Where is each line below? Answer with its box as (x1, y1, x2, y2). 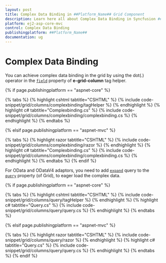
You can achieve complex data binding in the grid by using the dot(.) (5, 72, 144, 78)
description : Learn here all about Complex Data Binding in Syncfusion (5, 16, 156, 21)
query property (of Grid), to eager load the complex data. (5, 172, 121, 178)
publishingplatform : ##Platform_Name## (5, 30, 87, 35)
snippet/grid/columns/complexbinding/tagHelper (5, 102, 105, 108)
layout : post (5, 7, 32, 12)
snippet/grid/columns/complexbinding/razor (5, 142, 95, 148)
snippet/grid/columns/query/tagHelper (5, 197, 84, 203)
